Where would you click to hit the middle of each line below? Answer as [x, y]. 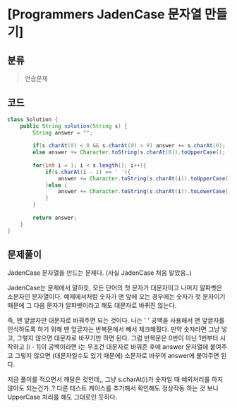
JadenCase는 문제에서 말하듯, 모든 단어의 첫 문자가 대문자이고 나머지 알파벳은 [115, 288]
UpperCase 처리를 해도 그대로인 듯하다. [62, 397]
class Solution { [33, 119]
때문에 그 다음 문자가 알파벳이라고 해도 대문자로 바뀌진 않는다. [92, 305]
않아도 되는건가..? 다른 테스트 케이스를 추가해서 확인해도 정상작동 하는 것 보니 [113, 388]
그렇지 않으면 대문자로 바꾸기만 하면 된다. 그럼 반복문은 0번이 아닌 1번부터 [117, 338]
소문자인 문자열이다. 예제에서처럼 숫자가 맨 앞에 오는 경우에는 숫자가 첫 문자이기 [116, 297]
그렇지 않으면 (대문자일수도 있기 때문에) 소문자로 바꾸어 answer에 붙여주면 [117, 356]
